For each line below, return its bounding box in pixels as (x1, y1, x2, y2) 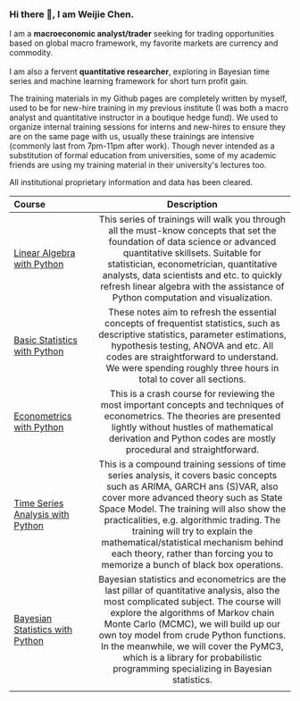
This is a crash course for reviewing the (110, 388, 275, 401)
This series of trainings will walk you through (98, 214, 287, 226)
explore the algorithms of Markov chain (110, 607, 275, 620)
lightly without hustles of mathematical (111, 421, 274, 434)
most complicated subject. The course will (104, 595, 281, 608)
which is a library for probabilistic (122, 652, 262, 664)
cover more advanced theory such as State (102, 492, 283, 504)
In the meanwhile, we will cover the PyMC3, (101, 640, 284, 653)
